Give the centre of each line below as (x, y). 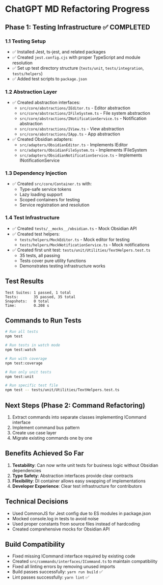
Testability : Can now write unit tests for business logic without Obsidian (85, 465)
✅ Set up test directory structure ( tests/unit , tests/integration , (78, 68)
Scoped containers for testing (50, 200)
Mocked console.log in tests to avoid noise (55, 518)
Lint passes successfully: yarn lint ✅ (51, 577)
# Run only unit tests (28, 372)
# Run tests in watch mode (33, 345)
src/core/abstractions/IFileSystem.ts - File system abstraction (85, 113)
